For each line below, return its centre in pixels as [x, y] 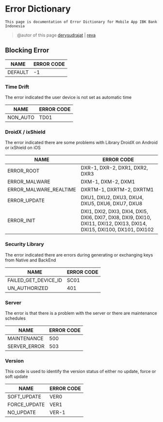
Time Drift [17, 87]
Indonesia [15, 26]
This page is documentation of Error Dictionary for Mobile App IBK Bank [81, 22]
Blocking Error [27, 50]
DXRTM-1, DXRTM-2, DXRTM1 [117, 190]
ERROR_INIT [21, 221]
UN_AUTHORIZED [28, 288]
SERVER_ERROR [26, 346]
